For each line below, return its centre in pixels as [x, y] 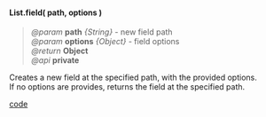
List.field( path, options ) [55, 12]
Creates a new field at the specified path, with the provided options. [133, 78]
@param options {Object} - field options [105, 42]
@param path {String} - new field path [102, 32]
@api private [55, 60]
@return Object [59, 51]
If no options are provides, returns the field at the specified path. [127, 87]
